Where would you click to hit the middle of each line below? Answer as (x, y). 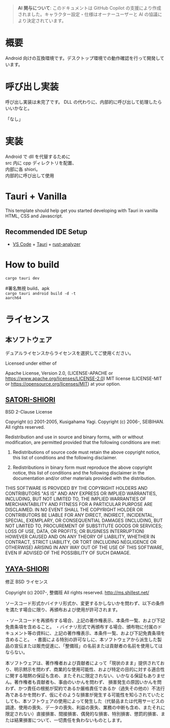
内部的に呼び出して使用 (30, 175)
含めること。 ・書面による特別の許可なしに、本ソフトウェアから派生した (81, 640)
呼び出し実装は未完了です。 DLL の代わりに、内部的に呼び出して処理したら (84, 102)
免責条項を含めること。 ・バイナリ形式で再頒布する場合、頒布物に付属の (81, 627)
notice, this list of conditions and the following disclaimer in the (78, 473)
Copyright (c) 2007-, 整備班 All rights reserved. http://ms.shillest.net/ (77, 593)
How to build (32, 264)
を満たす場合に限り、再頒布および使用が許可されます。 (63, 610)
